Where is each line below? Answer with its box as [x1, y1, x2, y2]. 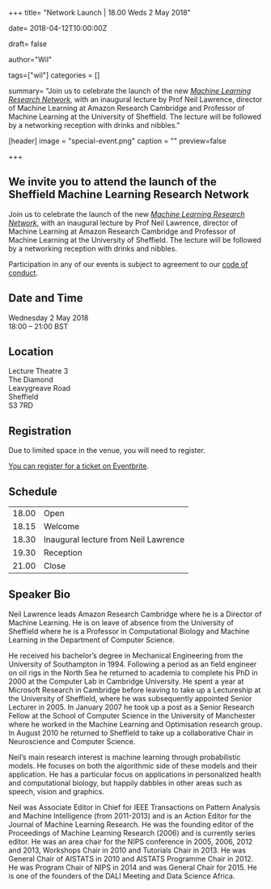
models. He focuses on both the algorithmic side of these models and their [8, 760, 257, 770]
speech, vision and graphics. [8, 786, 105, 796]
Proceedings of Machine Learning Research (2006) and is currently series [8, 828, 256, 837]
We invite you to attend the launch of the [8, 175, 217, 189]
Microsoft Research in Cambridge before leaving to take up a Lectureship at [8, 684, 261, 695]
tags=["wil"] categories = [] [8, 70, 100, 80]
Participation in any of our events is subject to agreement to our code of [8, 259, 248, 269]
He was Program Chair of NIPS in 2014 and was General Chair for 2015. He [8, 862, 257, 872]
